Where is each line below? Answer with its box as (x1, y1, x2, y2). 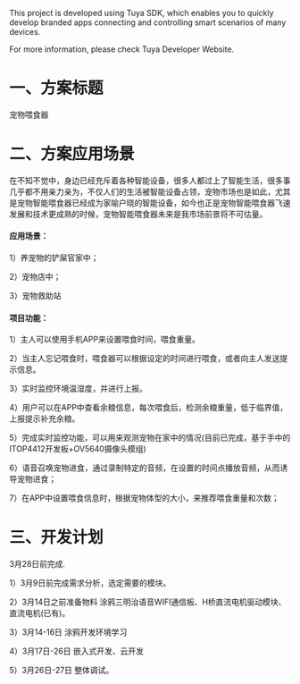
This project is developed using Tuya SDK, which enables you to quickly (9, 8, 274, 18)
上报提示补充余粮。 (9, 413, 80, 424)
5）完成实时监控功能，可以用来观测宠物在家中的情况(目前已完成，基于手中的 (9, 433, 291, 443)
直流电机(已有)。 (9, 608, 71, 619)
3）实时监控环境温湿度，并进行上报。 (9, 384, 147, 394)
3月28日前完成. (9, 559, 65, 570)
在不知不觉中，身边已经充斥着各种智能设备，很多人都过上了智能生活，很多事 (9, 174, 291, 186)
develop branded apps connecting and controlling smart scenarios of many (9, 17, 287, 28)
